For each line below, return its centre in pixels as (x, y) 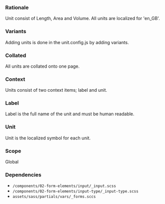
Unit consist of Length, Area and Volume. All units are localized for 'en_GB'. (83, 19)
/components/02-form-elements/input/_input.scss (64, 186)
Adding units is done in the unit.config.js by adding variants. (67, 42)
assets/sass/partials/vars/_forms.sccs (54, 197)
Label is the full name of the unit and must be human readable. (70, 114)
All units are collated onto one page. (42, 66)
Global (12, 162)
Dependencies (23, 175)
